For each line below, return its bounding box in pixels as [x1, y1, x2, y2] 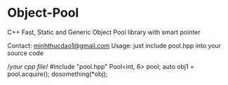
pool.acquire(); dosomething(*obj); [7, 70, 108, 78]
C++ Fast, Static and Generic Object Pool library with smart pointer [7, 28, 201, 36]
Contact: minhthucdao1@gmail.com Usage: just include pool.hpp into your [7, 41, 222, 49]
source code [7, 49, 44, 57]
